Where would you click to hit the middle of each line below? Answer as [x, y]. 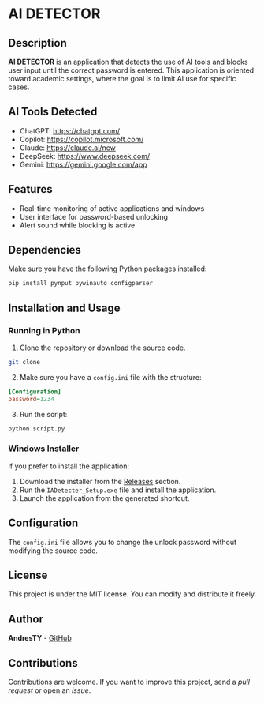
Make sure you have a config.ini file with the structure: [111, 377]
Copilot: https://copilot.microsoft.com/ [82, 139]
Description [37, 43]
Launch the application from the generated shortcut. [104, 498]
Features [30, 189]
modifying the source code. [53, 551]
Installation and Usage [64, 308]
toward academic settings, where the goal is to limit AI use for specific [122, 79]
